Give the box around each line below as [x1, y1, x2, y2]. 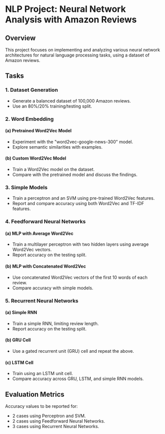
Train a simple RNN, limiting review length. [12, 321, 99, 326]
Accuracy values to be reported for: [5, 403, 78, 409]
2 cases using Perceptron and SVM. [12, 413, 86, 419]
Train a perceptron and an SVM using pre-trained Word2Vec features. [12, 195, 155, 201]
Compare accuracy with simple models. [12, 285, 94, 291]
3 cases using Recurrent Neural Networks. [12, 423, 99, 429]
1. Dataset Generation [5, 87, 58, 94]
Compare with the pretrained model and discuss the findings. [12, 172, 138, 178]
